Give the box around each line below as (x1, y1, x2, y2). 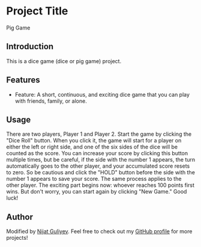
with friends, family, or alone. (14, 97, 87, 105)
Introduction (6, 41, 54, 52)
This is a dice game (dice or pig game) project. (6, 57, 122, 64)
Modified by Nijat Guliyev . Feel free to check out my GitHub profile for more (6, 228, 193, 235)
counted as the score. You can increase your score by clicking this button (6, 150, 188, 157)
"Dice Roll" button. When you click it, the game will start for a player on (6, 137, 182, 144)
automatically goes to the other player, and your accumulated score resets (6, 162, 190, 169)
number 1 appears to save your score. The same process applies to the (6, 175, 182, 183)
